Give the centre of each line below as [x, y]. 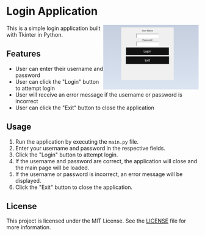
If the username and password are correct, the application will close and [106, 161]
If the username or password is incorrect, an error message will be [99, 174]
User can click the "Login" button [57, 81]
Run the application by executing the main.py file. [77, 141]
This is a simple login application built [53, 28]
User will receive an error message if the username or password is [99, 94]
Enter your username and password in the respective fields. [90, 148]
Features [23, 54]
